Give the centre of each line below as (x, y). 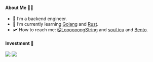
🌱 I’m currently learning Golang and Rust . (55, 24)
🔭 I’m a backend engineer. (40, 19)
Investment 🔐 (20, 43)
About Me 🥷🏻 (20, 8)
